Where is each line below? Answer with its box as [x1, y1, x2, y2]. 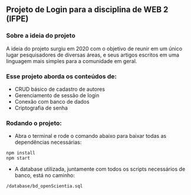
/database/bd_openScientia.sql [6, 183, 83, 189]
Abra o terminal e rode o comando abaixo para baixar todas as [14, 133, 167, 140]
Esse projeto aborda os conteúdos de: [6, 72, 117, 80]
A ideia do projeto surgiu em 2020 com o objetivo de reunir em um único [6, 45, 183, 52]
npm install [6, 150, 35, 156]
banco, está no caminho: [14, 172, 75, 179]
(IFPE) [6, 14, 29, 24]
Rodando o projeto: [6, 119, 62, 127]
